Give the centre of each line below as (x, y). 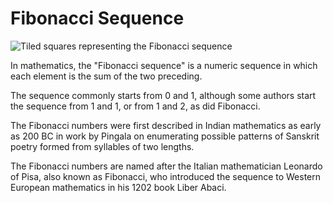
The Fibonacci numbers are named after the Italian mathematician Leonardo (166, 166)
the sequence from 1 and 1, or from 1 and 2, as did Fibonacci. (135, 106)
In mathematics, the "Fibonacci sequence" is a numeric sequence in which (164, 65)
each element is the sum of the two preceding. (106, 76)
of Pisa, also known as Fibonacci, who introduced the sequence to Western (166, 176)
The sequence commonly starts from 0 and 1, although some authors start (163, 95)
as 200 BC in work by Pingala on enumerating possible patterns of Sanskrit (165, 136)
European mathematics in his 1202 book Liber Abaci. (118, 187)
